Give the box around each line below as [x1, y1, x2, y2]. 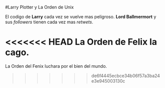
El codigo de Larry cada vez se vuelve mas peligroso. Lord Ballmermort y [5, 14, 157, 19]
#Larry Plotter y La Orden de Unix [5, 4, 74, 10]
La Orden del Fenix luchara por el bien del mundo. [5, 63, 108, 69]
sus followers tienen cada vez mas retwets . [5, 19, 93, 25]
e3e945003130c [91, 78, 125, 84]
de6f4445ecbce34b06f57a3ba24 [91, 73, 160, 79]
